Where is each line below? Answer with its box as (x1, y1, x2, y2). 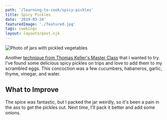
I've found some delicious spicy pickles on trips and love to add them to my (5, 60, 162, 66)
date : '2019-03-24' (5, 17, 47, 22)
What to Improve (5, 86, 59, 94)
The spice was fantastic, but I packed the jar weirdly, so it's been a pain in (5, 99, 159, 105)
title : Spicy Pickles (5, 12, 51, 17)
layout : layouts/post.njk (5, 31, 60, 36)
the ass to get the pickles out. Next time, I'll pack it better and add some (5, 104, 155, 110)
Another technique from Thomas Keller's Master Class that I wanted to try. (5, 55, 160, 61)
